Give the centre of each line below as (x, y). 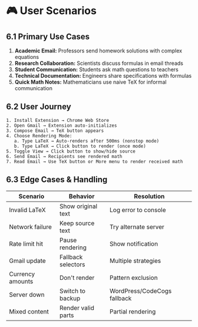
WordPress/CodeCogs (141, 290)
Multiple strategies (136, 260)
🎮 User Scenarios (52, 11)
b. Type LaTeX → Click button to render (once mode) (80, 146)
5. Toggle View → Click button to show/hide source (71, 151)
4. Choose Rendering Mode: (39, 136)
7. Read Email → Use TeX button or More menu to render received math (95, 161)
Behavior (82, 196)
